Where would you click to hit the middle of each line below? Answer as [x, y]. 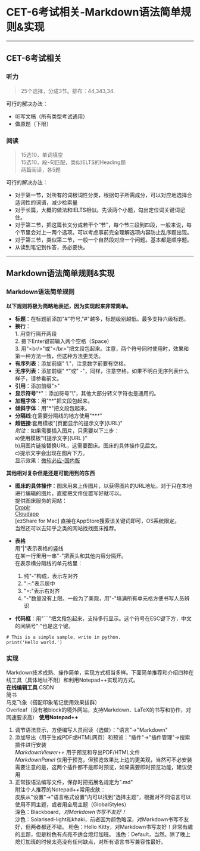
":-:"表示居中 [39, 583]
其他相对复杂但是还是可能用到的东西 [51, 473]
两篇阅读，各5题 [41, 169]
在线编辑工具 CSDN [30, 687]
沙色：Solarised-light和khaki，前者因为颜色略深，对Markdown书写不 [99, 819]
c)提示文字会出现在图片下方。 [51, 453]
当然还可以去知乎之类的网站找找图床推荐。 [67, 528]
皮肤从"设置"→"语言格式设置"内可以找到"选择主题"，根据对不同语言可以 [103, 797]
